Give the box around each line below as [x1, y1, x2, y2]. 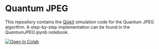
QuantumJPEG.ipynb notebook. [5, 29, 69, 35]
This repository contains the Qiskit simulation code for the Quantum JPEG [5, 19, 154, 25]
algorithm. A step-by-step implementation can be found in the [5, 24, 130, 30]
